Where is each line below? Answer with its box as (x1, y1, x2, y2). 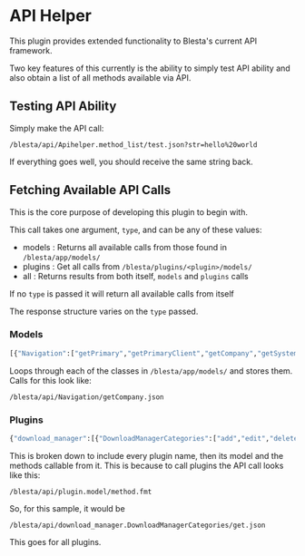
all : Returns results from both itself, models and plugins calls (22, 270, 249, 281)
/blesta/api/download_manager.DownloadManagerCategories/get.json (9, 521, 266, 530)
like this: (9, 469, 41, 481)
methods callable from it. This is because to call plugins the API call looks (9, 460, 284, 471)
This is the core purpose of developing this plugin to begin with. (9, 206, 248, 218)
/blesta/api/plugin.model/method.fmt (9, 487, 152, 496)
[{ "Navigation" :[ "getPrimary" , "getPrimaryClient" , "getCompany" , (9, 348, 258, 358)
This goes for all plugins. (9, 536, 102, 547)
